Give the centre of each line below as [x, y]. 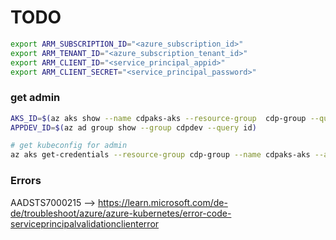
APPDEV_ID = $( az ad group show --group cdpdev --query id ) [133, 127]
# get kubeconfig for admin [69, 146]
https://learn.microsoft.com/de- [162, 202]
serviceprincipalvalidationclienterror [85, 223]
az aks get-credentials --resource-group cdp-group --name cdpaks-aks [160, 155]
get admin [35, 98]
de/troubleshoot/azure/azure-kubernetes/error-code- [121, 213]
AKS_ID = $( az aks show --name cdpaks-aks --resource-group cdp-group [158, 118]
